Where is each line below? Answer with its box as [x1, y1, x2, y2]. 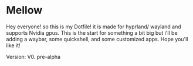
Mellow [6, 4, 43, 17]
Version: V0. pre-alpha [6, 53, 60, 60]
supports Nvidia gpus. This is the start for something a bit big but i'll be [6, 29, 178, 36]
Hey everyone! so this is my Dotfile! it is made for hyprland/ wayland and [6, 23, 181, 30]
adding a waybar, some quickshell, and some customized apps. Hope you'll [6, 35, 188, 42]
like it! [6, 42, 21, 49]
